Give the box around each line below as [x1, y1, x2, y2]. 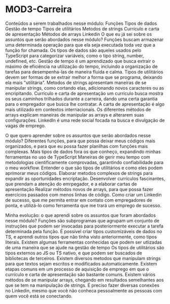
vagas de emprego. [5, 123, 46, 129]
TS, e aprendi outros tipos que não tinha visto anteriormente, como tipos [5, 234, 157, 240]
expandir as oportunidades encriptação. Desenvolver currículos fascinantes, [5, 175, 165, 181]
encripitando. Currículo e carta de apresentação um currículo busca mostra [5, 90, 163, 96]
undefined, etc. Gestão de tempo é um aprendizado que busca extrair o [5, 58, 155, 64]
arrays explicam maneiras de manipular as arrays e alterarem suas [5, 111, 144, 118]
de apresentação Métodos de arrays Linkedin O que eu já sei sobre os [5, 31, 152, 37]
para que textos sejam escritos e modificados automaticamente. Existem [5, 260, 157, 267]
